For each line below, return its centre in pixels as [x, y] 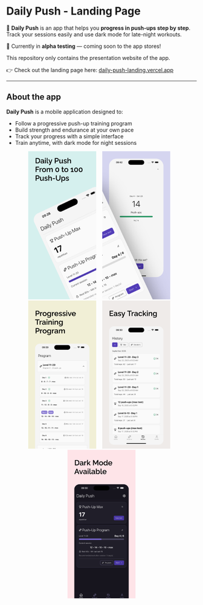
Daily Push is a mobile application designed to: [65, 112]
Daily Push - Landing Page [73, 11]
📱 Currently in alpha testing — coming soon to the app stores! [84, 46]
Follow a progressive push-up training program [73, 123]
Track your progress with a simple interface [69, 136]
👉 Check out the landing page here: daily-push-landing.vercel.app [90, 70]
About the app [34, 97]
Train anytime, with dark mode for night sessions [76, 142]
